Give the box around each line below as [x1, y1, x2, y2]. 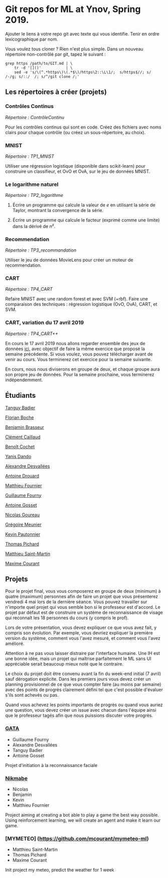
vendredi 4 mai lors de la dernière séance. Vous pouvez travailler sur [5, 599, 147, 605]
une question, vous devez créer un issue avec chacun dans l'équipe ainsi [5, 707, 156, 713]
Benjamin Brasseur [5, 424, 44, 430]
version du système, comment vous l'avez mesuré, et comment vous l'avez [5, 635, 160, 641]
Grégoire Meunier [5, 521, 42, 527]
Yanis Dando [5, 453, 32, 459]
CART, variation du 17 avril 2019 [5, 319, 84, 326]
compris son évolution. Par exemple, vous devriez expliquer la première [5, 630, 153, 636]
